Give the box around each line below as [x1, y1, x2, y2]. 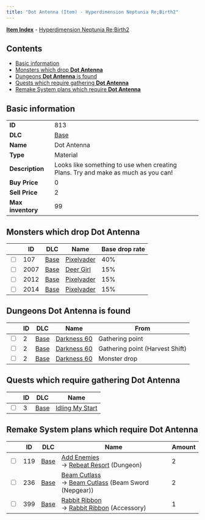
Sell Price [9, 188, 38, 197]
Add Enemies [61, 453, 99, 461]
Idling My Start [56, 404, 98, 412]
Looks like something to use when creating [54, 160, 177, 169]
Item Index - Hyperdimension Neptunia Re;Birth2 [6, 26, 129, 33]
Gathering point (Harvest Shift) [98, 344, 187, 353]
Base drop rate [101, 245, 145, 254]
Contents [6, 43, 43, 54]
